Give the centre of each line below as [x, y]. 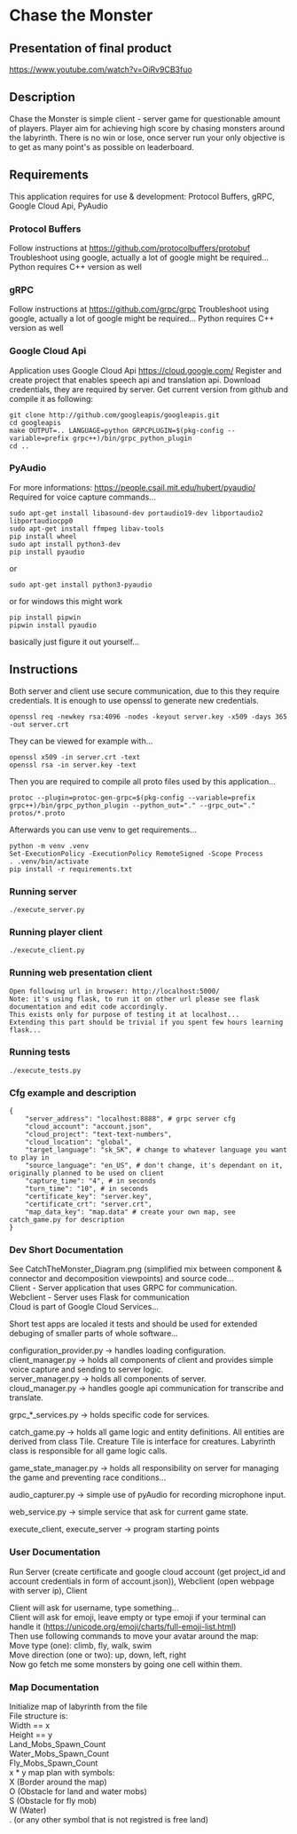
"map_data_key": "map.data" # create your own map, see [131, 1212]
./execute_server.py [47, 909]
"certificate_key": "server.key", [89, 1197]
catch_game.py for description [67, 1220]
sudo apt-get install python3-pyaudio [81, 585]
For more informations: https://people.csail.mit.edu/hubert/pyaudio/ [133, 487]
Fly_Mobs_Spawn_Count [54, 1763]
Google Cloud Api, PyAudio [59, 206]
